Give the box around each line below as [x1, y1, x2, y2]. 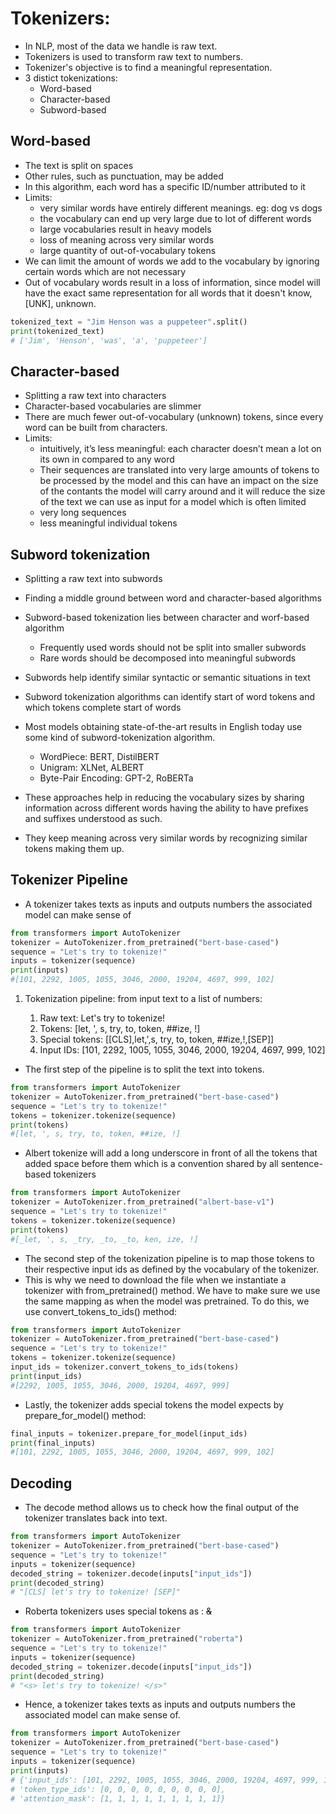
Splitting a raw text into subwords [24, 573, 163, 584]
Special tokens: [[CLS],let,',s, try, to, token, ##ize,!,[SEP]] [39, 1033, 275, 1046]
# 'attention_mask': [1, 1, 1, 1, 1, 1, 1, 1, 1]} [10, 1793, 226, 1804]
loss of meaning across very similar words [39, 233, 215, 246]
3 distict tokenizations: [24, 72, 118, 84]
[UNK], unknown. [24, 297, 97, 309]
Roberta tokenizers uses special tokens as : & [24, 1605, 213, 1617]
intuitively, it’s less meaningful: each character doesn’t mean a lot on [39, 443, 322, 455]
